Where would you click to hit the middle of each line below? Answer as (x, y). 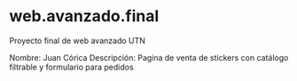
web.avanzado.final (84, 16)
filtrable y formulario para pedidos (72, 67)
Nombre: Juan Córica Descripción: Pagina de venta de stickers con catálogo (149, 57)
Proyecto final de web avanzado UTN (78, 40)
